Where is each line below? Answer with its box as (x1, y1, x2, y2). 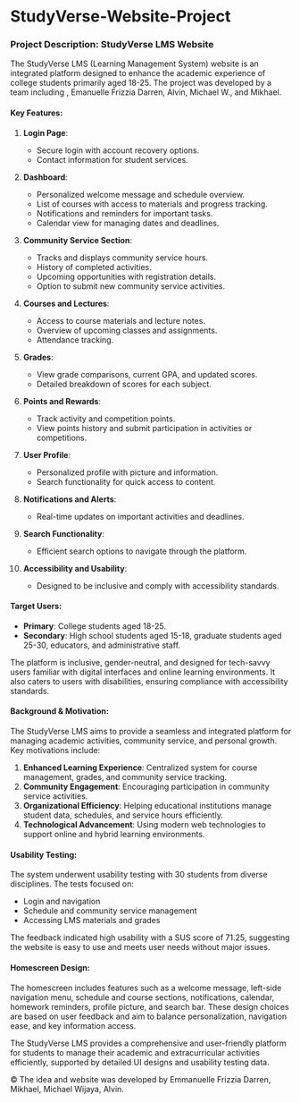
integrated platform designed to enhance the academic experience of (10, 68, 266, 79)
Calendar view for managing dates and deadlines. (36, 217, 220, 228)
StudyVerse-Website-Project (10, 6, 231, 27)
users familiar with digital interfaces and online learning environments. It (10, 666, 276, 677)
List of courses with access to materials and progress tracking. (36, 199, 269, 209)
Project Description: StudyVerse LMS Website (10, 38, 214, 51)
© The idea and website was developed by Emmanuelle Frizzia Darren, (10, 1073, 271, 1084)
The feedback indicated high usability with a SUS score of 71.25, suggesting (10, 932, 290, 943)
